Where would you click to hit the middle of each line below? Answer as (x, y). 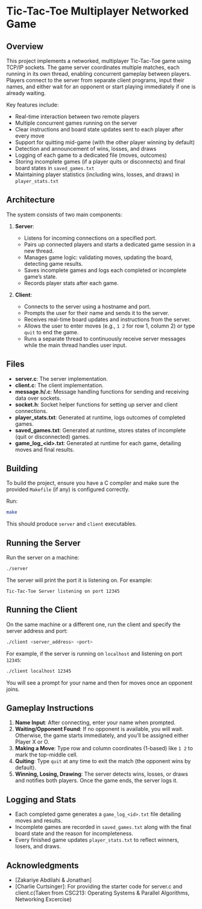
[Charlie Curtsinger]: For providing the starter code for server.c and (99, 886)
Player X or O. (32, 742)
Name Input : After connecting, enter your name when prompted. (95, 722)
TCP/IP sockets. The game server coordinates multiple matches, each (93, 67)
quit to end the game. (51, 332)
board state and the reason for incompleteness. (74, 833)
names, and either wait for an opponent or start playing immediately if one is (101, 87)
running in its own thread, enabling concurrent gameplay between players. (99, 74)
